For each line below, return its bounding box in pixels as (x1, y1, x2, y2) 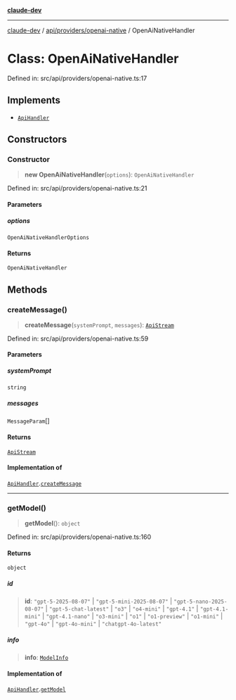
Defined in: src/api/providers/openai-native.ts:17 (7, 74, 147, 82)
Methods (7, 284, 48, 295)
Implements (7, 94, 61, 106)
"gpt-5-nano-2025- (173, 598, 228, 606)
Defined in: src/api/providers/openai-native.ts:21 (7, 184, 147, 193)
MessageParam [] (7, 416, 51, 425)
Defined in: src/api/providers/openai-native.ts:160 (7, 533, 152, 541)
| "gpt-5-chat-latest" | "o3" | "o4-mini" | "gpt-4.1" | (45, 604, 199, 613)
